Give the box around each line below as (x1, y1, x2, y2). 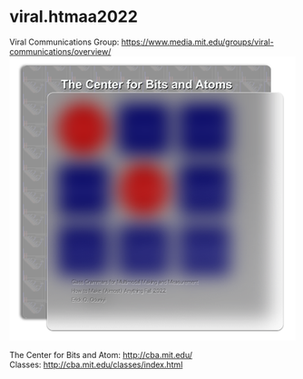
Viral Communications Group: (9, 36, 120, 47)
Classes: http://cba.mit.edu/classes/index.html (9, 359, 183, 370)
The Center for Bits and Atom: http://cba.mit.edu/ (9, 349, 193, 360)
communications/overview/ (9, 45, 112, 56)
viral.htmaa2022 (9, 6, 139, 27)
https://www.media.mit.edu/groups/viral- (121, 36, 274, 47)
